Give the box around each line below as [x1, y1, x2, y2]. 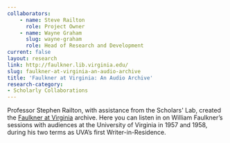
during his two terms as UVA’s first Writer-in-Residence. [7, 128, 166, 137]
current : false [7, 49, 51, 56]
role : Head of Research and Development [25, 42, 144, 49]
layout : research [7, 55, 57, 62]
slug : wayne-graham [25, 36, 82, 43]
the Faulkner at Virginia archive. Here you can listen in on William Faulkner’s [7, 113, 223, 122]
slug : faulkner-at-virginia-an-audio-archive [7, 68, 141, 75]
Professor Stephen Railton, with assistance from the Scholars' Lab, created [7, 106, 222, 115]
